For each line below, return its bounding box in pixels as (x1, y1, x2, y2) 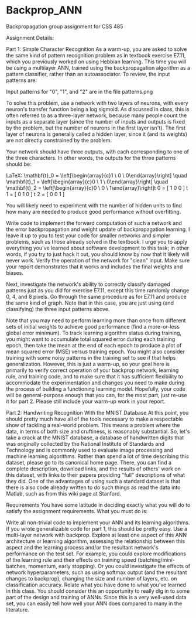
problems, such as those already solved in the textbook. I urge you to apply (6, 238, 188, 245)
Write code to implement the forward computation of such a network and (6, 219, 183, 226)
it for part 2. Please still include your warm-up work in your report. (6, 398, 166, 405)
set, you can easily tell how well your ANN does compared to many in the (6, 600, 183, 607)
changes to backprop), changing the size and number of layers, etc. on (6, 575, 177, 582)
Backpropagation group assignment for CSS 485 (6, 23, 123, 30)
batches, (6, 562, 27, 569)
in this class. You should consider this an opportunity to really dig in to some (6, 587, 190, 595)
